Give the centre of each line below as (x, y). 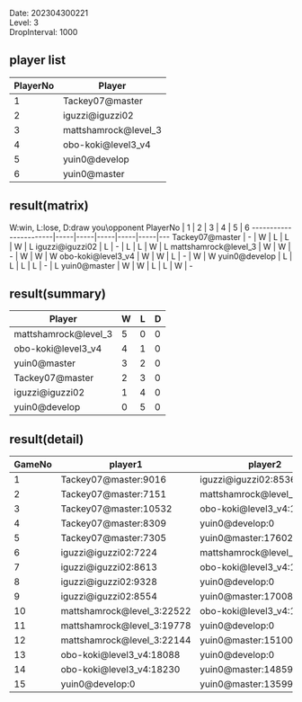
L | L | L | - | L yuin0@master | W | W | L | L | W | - (101, 265)
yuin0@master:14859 (247, 670)
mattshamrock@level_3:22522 (126, 611)
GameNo (33, 465)
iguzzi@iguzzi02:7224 (109, 553)
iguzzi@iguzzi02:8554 (109, 597)
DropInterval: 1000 (44, 32)
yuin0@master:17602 (247, 538)
